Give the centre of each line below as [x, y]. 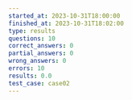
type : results [32, 31]
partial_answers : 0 [41, 53]
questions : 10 [32, 38]
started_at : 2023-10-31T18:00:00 [64, 16]
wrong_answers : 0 [37, 61]
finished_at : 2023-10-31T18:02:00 [66, 23]
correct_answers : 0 [41, 46]
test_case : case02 [39, 83]
